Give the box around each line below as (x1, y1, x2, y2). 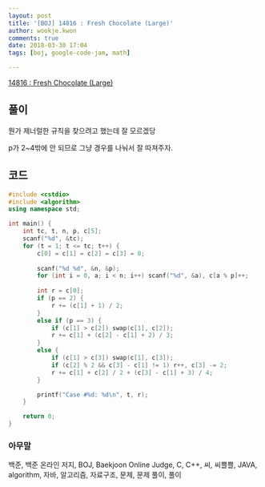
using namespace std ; (8, 205, 81, 213)
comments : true (8, 34, 59, 42)
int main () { (8, 219, 52, 228)
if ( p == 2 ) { (37, 294, 84, 302)
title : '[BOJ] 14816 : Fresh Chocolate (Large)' (8, 19, 174, 27)
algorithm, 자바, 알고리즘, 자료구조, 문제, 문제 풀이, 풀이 (8, 470, 182, 480)
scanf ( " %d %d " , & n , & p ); (37, 264, 120, 272)
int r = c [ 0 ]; (37, 287, 84, 295)
